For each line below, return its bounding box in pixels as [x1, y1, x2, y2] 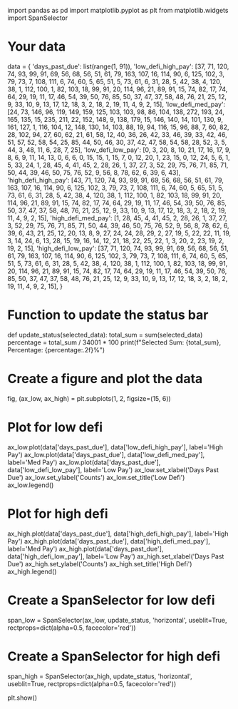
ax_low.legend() [7, 481, 54, 489]
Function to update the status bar [7, 307, 209, 323]
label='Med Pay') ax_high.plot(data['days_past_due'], [7, 544, 164, 553]
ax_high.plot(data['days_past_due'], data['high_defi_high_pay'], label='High [7, 529, 229, 538]
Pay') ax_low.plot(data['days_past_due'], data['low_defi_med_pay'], [7, 450, 205, 459]
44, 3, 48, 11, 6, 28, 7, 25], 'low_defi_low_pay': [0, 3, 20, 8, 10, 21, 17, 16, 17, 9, [7, 146, 232, 154]
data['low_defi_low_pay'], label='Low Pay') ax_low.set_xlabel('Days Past [7, 465, 219, 474]
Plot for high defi [7, 506, 108, 521]
